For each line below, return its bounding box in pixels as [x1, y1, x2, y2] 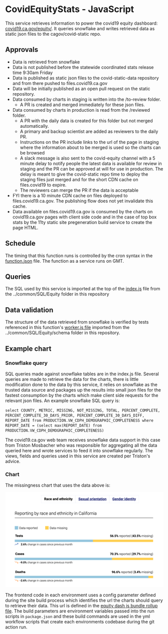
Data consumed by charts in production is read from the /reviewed [12, 107, 150, 113]
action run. [5, 624, 28, 630]
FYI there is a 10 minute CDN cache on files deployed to [12, 192, 128, 198]
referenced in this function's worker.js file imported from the [5, 325, 130, 331]
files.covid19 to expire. [20, 182, 67, 188]
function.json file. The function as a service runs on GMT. [5, 258, 124, 264]
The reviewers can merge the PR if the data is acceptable [20, 187, 139, 193]
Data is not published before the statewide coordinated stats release [12, 64, 154, 70]
